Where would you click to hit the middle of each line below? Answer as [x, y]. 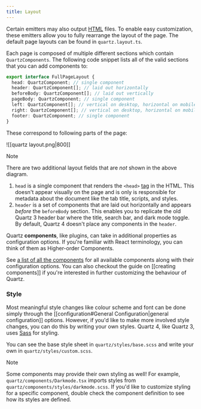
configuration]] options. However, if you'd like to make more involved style [98, 320]
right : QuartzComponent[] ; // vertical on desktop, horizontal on [96, 110]
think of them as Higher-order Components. [60, 248]
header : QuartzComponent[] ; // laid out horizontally [80, 88]
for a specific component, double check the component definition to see [95, 393]
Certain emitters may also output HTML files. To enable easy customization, [100, 29]
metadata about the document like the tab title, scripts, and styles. [96, 198]
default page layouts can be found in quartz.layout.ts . [74, 41]
